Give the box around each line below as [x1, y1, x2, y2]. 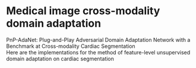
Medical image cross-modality [6, 4, 160, 18]
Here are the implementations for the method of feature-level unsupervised [6, 48, 191, 56]
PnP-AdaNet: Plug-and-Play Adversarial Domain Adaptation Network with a [6, 36, 191, 43]
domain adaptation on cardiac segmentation [6, 55, 115, 62]
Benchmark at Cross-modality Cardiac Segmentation [6, 43, 135, 50]
